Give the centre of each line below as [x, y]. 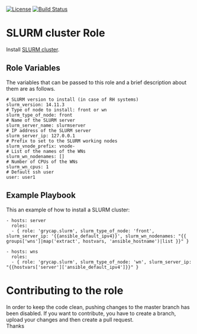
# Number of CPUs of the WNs [42, 162]
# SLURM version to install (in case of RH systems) [72, 99]
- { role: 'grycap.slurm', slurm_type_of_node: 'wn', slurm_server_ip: [102, 262]
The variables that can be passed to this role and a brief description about [96, 82]
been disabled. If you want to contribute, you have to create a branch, [91, 313]
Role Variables [33, 68]
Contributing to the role [65, 290]
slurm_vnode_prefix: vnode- [41, 146]
